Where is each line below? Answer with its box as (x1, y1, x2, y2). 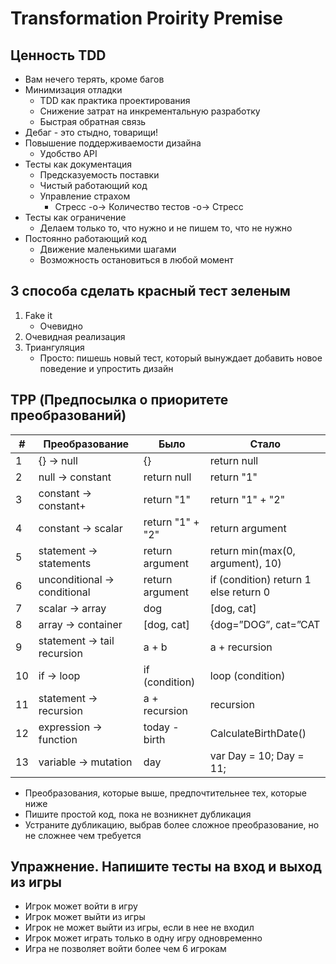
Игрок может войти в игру (24, 900, 138, 912)
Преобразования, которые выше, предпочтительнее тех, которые (24, 787, 307, 799)
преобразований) (10, 407, 127, 424)
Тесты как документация (24, 158, 132, 170)
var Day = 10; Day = (209, 748, 305, 762)
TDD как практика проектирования (39, 95, 191, 106)
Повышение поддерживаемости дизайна (24, 137, 202, 149)
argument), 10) (209, 556, 282, 570)
